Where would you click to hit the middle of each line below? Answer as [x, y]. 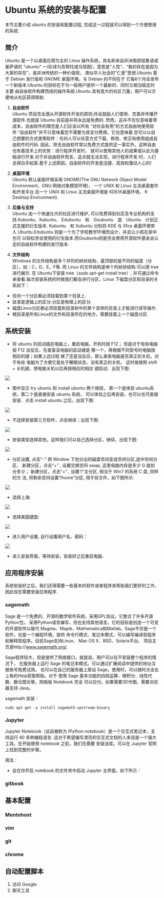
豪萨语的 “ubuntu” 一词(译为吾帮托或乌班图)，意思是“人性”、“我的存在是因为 [82, 66]
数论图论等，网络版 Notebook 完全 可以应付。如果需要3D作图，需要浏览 [86, 682]
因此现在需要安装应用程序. [31, 592]
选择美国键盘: [26, 517]
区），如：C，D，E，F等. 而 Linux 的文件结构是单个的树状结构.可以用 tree [85, 267]
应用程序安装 [24, 573]
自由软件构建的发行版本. [45, 244]
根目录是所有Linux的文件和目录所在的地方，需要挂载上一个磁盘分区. [80, 314]
